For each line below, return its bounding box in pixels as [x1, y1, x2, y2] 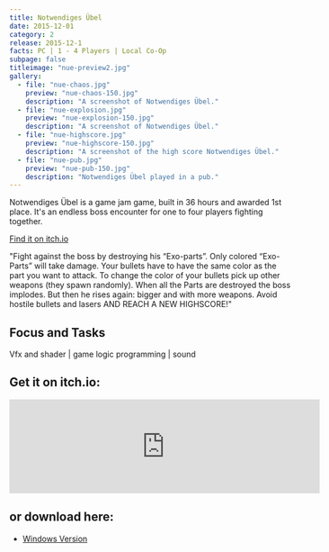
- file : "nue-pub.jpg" [17, 155, 102, 165]
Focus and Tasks [9, 325, 106, 340]
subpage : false [9, 55, 67, 64]
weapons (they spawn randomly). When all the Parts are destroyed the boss [9, 280, 291, 291]
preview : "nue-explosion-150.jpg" [25, 113, 155, 122]
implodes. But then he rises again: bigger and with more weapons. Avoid [9, 289, 278, 300]
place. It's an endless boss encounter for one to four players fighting [9, 206, 263, 217]
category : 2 [9, 30, 54, 39]
